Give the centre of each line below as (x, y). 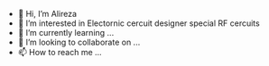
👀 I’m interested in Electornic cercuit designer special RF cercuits (139, 23)
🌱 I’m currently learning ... (66, 33)
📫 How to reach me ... (60, 52)
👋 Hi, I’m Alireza (47, 14)
